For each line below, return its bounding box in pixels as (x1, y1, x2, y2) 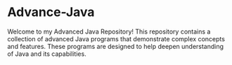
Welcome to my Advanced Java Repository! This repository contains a (7, 27, 211, 36)
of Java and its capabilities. (7, 50, 86, 58)
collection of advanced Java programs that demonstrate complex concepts (7, 34, 225, 43)
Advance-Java (7, 4, 95, 20)
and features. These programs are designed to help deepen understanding (7, 42, 224, 50)
